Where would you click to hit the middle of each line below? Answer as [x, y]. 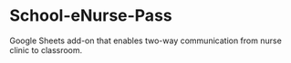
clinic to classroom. [46, 49]
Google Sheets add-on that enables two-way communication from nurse [146, 40]
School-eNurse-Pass [91, 16]
